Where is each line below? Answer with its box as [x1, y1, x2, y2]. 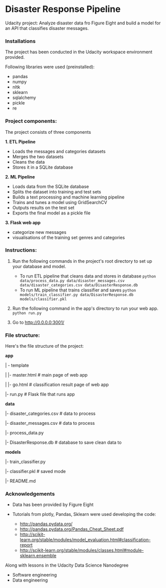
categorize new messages [12, 229, 67, 235]
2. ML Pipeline [5, 174, 35, 180]
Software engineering [12, 572, 57, 578]
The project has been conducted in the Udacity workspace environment [5, 49, 153, 55]
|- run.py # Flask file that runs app [5, 392, 75, 397]
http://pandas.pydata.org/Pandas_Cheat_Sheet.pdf [19, 526, 124, 532]
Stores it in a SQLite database [12, 164, 74, 170]
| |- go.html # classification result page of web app [5, 382, 109, 388]
